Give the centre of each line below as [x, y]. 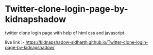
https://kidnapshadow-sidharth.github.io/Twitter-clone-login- [87, 42]
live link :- [15, 42]
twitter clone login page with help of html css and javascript [65, 33]
